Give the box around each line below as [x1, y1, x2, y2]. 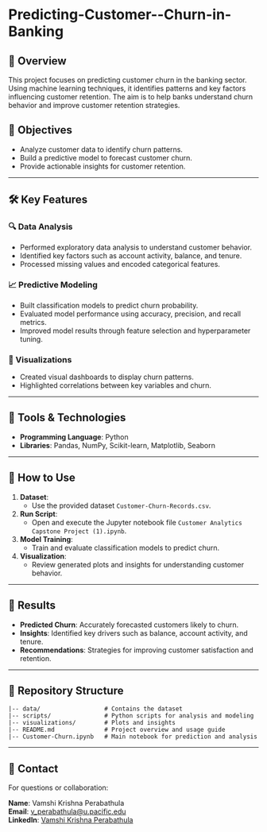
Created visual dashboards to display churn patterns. [19, 372, 195, 382]
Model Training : [19, 534, 73, 544]
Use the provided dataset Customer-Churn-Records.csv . [31, 501, 211, 510]
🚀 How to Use [8, 471, 75, 485]
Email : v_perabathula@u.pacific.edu [8, 807, 126, 816]
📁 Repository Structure [8, 683, 124, 697]
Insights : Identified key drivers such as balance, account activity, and [19, 628, 248, 637]
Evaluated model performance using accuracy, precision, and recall [19, 308, 241, 319]
